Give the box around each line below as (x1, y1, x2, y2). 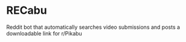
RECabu (6, 4, 47, 17)
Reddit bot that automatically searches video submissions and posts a (6, 23, 180, 31)
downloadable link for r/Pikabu (6, 29, 83, 37)
